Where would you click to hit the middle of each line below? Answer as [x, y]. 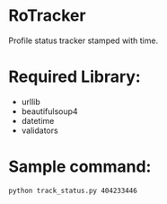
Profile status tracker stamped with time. [83, 40]
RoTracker [47, 16]
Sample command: [80, 167]
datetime [38, 120]
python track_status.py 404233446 [73, 191]
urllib [31, 102]
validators [40, 130]
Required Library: [75, 77]
